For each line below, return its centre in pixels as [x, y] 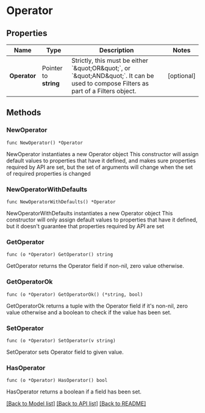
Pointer [52, 68]
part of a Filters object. [104, 91]
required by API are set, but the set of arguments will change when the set [100, 167]
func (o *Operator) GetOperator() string [60, 255]
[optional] [182, 76]
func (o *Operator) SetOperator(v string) [61, 340]
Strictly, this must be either [110, 60]
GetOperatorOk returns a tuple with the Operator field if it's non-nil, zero [97, 306]
